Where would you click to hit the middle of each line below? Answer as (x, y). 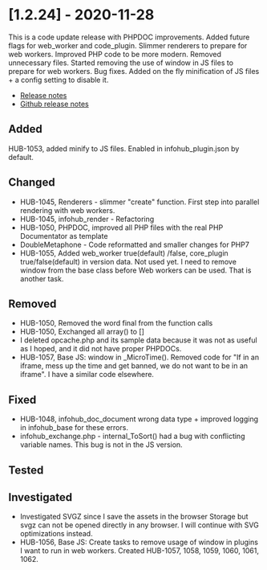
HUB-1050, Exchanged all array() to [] (82, 332)
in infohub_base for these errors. (74, 428)
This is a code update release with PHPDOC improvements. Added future (129, 37)
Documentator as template (64, 236)
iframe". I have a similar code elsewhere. (87, 375)
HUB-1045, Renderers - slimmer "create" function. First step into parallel (140, 202)
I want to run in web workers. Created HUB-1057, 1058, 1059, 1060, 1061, (139, 551)
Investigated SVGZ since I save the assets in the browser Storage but (134, 517)
